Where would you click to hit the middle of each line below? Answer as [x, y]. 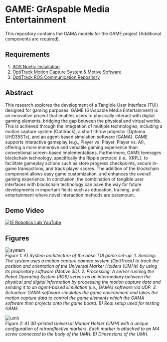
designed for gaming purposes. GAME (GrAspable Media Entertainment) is [82, 110]
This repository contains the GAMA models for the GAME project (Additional [83, 33]
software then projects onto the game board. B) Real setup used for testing [82, 303]
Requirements [27, 55]
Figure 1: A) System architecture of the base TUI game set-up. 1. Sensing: [81, 256]
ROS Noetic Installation [36, 66]
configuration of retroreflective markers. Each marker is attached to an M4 [82, 329]
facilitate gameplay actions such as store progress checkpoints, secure [78, 163]
